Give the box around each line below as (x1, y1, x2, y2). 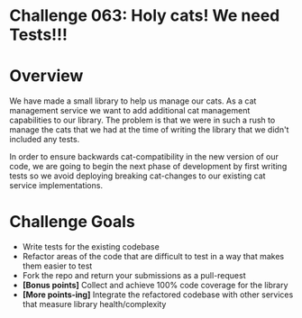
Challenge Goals (9, 212, 135, 232)
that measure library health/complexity (22, 299, 167, 310)
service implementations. (9, 180, 104, 191)
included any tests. (9, 134, 80, 145)
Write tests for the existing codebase (22, 241, 160, 252)
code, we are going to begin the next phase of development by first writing (9, 161, 288, 172)
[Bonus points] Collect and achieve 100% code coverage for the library (22, 280, 288, 291)
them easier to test (22, 260, 93, 271)
